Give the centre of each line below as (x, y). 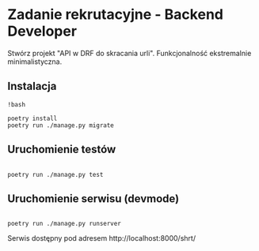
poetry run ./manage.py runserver (65, 224)
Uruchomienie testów (62, 150)
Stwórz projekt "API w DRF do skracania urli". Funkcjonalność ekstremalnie (129, 53)
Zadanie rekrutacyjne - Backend (115, 15)
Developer (42, 31)
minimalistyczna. (35, 62)
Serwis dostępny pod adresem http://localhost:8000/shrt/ (101, 238)
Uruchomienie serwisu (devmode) (93, 199)
